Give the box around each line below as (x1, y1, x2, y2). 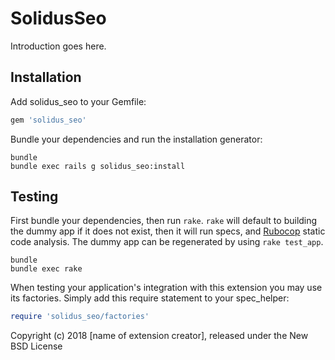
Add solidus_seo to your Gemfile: (10, 95, 147, 107)
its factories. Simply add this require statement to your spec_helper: (10, 292, 290, 304)
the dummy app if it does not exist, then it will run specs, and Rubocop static (10, 225, 326, 237)
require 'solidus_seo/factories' (10, 312, 150, 322)
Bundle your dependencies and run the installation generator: (10, 133, 263, 145)
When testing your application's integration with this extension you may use (10, 282, 323, 294)
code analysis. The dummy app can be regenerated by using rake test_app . (10, 236, 324, 248)
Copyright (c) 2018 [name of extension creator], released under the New (10, 330, 309, 342)
